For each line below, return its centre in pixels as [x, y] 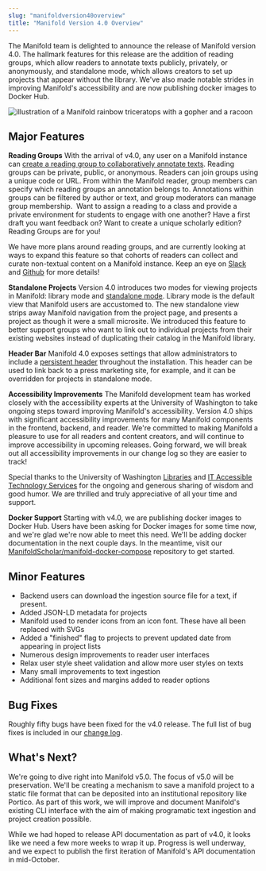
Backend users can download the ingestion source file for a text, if [128, 595]
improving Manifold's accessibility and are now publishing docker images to [132, 87]
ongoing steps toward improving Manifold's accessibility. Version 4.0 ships [131, 411]
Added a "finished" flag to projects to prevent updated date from [125, 638]
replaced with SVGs [52, 630]
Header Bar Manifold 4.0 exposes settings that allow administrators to [123, 353]
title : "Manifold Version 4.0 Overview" [76, 23]
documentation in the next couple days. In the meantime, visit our [115, 543]
